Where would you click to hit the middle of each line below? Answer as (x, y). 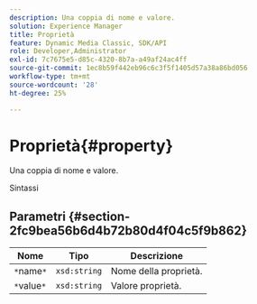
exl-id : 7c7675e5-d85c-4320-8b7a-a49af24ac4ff (98, 60)
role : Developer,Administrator (68, 51)
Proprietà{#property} (92, 146)
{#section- (99, 216)
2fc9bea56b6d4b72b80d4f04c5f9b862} (128, 230)
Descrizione (156, 256)
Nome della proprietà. (157, 272)
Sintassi (24, 188)
